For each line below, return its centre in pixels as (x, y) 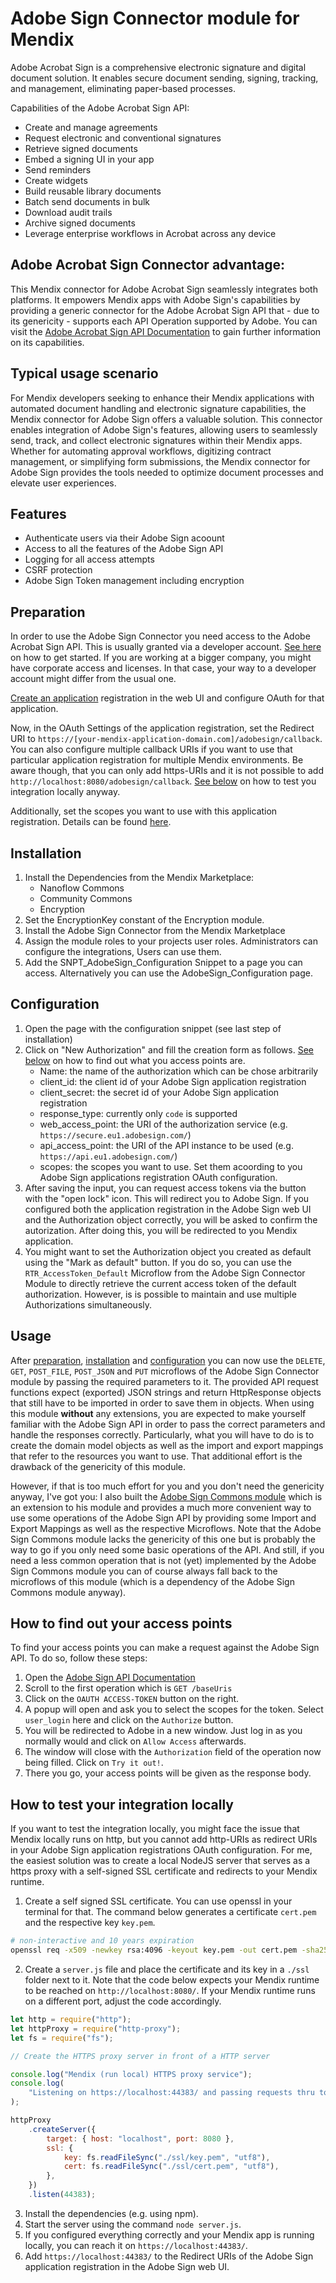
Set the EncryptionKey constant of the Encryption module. (144, 920)
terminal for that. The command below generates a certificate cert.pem (170, 1912)
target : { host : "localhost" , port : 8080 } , (140, 2138)
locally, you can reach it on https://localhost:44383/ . (136, 2245)
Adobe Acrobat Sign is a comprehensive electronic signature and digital (158, 67)
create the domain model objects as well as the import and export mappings (167, 1445)
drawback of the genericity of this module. (98, 1466)
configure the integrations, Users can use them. (123, 951)
